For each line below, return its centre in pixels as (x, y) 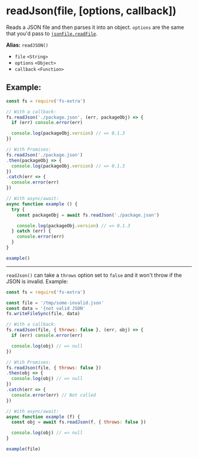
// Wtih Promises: (29, 362)
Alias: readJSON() (27, 45)
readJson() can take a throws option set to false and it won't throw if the (94, 275)
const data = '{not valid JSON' (46, 308)
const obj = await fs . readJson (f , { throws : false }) (79, 422)
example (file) (24, 449)
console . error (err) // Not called (54, 395)
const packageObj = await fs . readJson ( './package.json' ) (88, 215)
